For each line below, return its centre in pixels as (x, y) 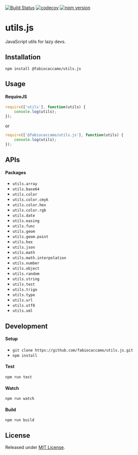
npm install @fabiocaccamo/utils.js (43, 69)
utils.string (26, 279)
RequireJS (16, 97)
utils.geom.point (30, 237)
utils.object (26, 269)
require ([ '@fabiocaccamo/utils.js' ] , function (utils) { (64, 135)
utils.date (24, 216)
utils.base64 (26, 189)
